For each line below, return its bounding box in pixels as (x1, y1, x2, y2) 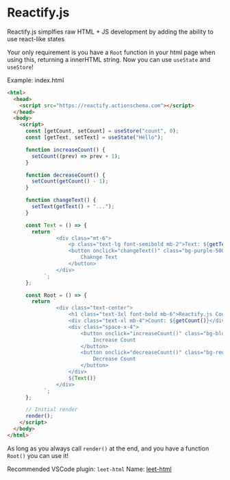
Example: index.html (7, 76, 64, 84)
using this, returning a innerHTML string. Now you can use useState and (7, 55, 211, 63)
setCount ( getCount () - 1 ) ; (31, 178, 109, 185)
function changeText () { (25, 197, 97, 204)
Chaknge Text (80, 254, 118, 261)
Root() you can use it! (7, 451, 69, 459)
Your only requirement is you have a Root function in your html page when (7, 48, 216, 56)
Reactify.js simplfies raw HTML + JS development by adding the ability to (7, 27, 214, 36)
